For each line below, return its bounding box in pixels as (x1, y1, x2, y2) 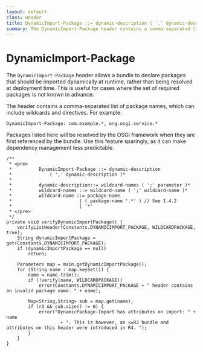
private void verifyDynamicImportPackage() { (6, 219, 123, 225)
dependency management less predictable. (6, 144, 115, 152)
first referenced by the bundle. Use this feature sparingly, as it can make (6, 138, 186, 145)
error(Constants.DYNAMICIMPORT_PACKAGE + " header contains (38, 283, 193, 289)
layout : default (6, 8, 47, 15)
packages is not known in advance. (6, 91, 95, 98)
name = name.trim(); (28, 272, 80, 278)
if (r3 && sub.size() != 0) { (28, 304, 104, 310)
